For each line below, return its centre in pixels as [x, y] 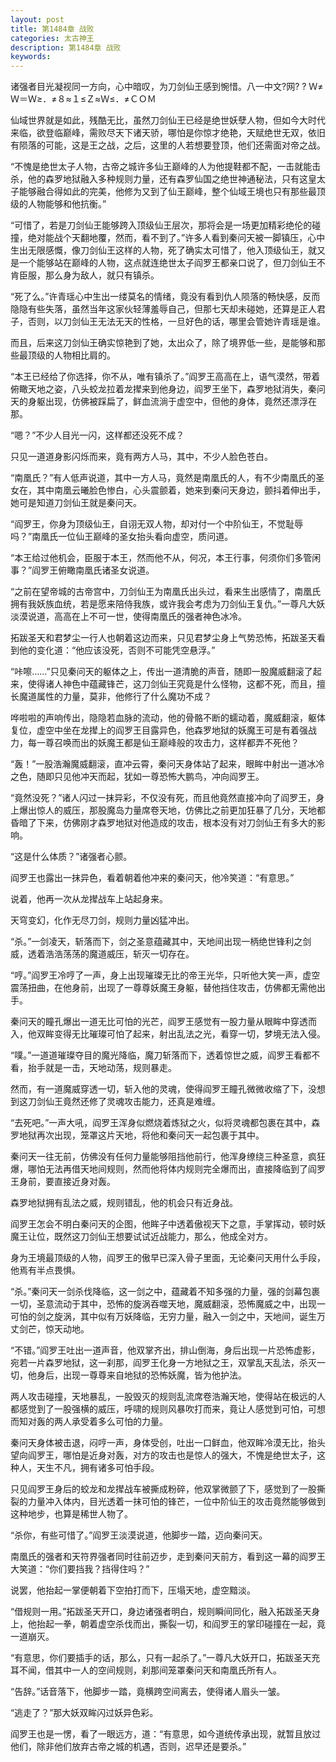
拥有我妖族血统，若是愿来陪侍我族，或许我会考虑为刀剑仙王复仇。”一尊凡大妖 [168, 604]
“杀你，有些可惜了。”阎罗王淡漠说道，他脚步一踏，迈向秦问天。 [139, 1535]
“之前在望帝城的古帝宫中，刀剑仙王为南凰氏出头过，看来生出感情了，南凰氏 [166, 592]
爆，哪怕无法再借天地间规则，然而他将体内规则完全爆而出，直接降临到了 [159, 1169]
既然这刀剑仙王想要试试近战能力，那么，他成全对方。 [163, 1237]
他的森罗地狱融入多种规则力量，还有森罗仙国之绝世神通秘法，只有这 [167, 179]
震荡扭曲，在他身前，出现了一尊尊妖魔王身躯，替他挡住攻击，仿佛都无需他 [163, 988]
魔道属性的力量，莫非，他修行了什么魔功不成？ [115, 697]
